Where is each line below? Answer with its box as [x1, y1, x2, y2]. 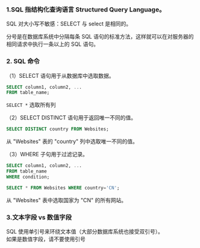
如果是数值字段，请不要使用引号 [6, 235, 86, 243]
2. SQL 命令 [6, 57, 40, 66]
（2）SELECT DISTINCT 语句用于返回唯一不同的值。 [6, 114, 137, 121]
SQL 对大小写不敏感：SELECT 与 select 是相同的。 [6, 20, 132, 28]
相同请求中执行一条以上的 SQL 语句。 [6, 40, 99, 48]
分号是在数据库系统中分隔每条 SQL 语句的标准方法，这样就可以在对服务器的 [6, 33, 194, 40]
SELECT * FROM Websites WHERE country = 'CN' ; [6, 185, 120, 191]
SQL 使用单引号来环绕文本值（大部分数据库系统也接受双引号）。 [6, 228, 164, 235]
